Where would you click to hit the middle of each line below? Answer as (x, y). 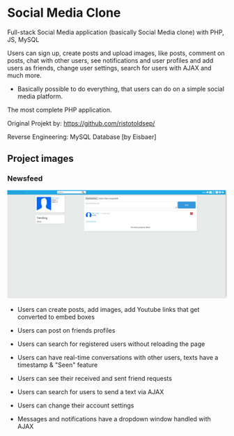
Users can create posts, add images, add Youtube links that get (108, 310)
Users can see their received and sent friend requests (95, 379)
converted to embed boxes (56, 317)
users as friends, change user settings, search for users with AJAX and (109, 68)
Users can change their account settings (76, 405)
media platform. (40, 96)
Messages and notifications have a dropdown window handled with (114, 419)
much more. (24, 75)
